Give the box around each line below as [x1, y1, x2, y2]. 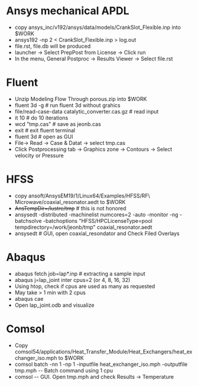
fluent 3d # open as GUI [14, 133, 73, 140]
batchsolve [14, 217, 43, 224]
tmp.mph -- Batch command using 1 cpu [14, 366, 113, 374]
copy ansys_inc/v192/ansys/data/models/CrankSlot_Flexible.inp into [14, 24, 181, 31]
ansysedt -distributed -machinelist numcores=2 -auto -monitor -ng [14, 211, 178, 218]
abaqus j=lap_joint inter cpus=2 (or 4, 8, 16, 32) [14, 276, 131, 283]
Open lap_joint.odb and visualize [14, 301, 95, 309]
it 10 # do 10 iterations [14, 114, 69, 121]
